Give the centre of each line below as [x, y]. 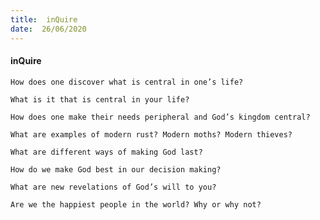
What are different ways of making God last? [106, 152]
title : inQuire [44, 19]
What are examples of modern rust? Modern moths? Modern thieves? [151, 134]
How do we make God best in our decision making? [116, 169]
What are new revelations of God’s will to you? [113, 187]
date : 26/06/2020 [48, 29]
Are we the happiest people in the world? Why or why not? [136, 204]
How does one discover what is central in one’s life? [127, 82]
